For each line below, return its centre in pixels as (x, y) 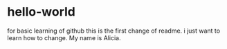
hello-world (42, 12)
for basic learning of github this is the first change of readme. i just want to (113, 31)
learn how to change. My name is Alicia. (64, 37)
